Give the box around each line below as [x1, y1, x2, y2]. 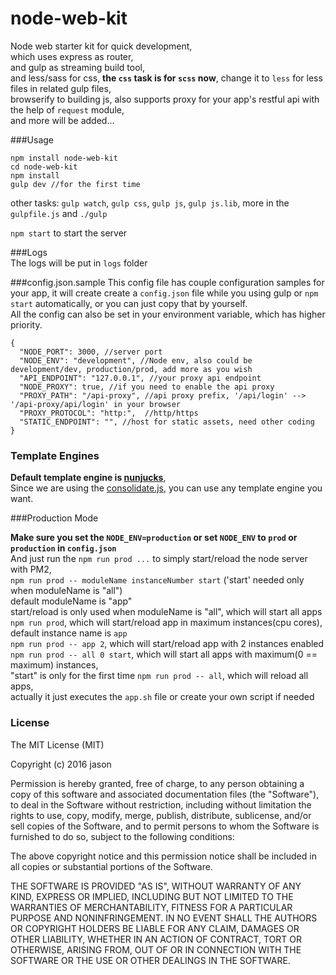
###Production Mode [10, 512, 99, 524]
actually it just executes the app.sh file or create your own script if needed [10, 691, 315, 703]
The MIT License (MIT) [10, 738, 105, 751]
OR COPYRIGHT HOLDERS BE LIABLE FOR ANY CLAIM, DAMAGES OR [10, 922, 300, 934]
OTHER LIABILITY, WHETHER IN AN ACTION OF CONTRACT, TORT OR [10, 933, 302, 945]
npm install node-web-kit [10, 153, 118, 163]
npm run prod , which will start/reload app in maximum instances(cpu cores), [10, 617, 323, 629]
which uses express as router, [10, 50, 134, 62]
